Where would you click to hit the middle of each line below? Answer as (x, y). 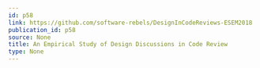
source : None (30, 37)
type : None (26, 52)
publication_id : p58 (42, 30)
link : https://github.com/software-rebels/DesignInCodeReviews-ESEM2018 (130, 23)
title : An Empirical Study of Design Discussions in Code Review (118, 45)
